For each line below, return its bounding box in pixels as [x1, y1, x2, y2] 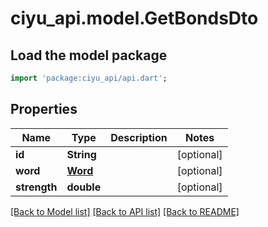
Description [110, 130, 168, 144]
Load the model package [10, 47, 168, 64]
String [66, 147, 97, 161]
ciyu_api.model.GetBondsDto [10, 7, 259, 30]
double [66, 180, 102, 194]
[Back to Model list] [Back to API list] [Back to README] [10, 205, 240, 217]
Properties [10, 101, 78, 118]
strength [15, 180, 58, 194]
